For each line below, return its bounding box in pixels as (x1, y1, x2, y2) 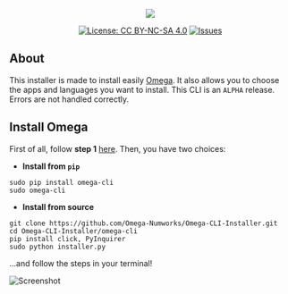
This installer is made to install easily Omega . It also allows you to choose (9, 74, 280, 85)
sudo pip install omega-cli (9, 178, 114, 187)
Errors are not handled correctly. (9, 94, 130, 105)
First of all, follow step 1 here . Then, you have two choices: (9, 143, 226, 154)
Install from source (21, 201, 95, 212)
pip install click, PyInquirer (9, 234, 126, 243)
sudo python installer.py (9, 242, 106, 251)
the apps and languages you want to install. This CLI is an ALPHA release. (9, 84, 275, 95)
